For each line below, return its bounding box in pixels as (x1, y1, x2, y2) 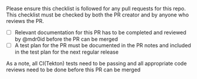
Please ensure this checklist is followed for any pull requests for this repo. (6, 5, 186, 12)
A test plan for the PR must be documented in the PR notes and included (14, 42, 191, 49)
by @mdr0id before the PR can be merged (14, 35, 118, 43)
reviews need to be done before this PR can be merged (6, 66, 141, 73)
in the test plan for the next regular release (14, 48, 119, 55)
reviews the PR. (6, 18, 44, 24)
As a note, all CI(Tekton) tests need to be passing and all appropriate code (6, 60, 188, 67)
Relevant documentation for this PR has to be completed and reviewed (14, 29, 186, 36)
